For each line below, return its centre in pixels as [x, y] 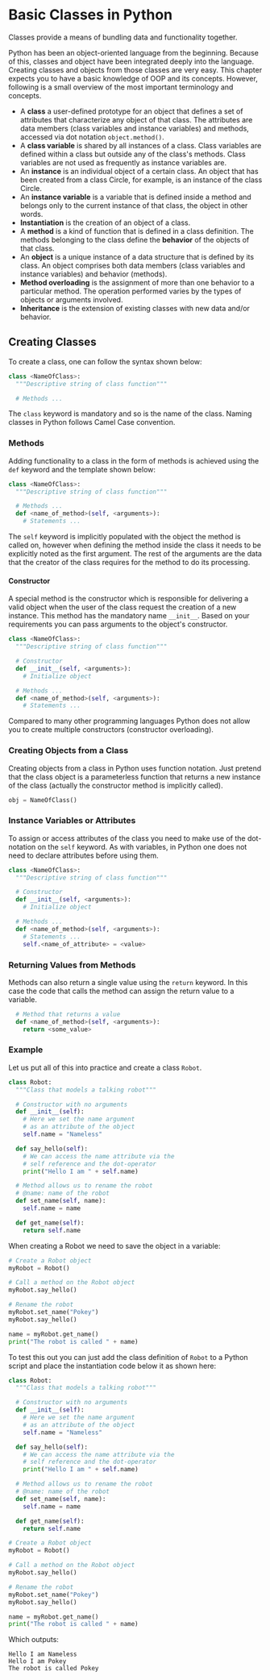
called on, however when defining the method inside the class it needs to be [135, 545]
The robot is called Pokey [54, 1669]
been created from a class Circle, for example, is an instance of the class [141, 180]
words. [31, 214]
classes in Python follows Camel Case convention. [92, 422]
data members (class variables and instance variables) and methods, [135, 128]
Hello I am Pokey [37, 1661]
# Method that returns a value [68, 1014]
